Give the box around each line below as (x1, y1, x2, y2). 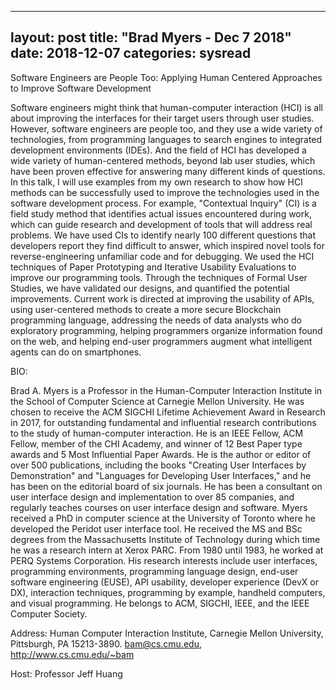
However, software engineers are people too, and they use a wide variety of (10, 122, 323, 135)
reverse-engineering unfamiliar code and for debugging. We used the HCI (10, 250, 315, 262)
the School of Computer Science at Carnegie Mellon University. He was (10, 395, 305, 407)
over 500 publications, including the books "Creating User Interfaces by (10, 459, 307, 471)
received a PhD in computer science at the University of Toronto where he (10, 512, 316, 524)
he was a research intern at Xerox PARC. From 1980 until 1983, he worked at (10, 544, 324, 556)
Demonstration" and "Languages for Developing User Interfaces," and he (10, 469, 312, 481)
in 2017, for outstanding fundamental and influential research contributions (10, 416, 317, 428)
